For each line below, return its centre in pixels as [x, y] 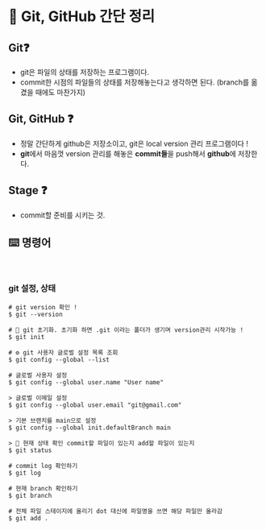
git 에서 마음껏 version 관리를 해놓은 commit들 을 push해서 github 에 [128, 153]
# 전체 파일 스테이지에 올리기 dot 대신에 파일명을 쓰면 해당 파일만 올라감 [116, 511]
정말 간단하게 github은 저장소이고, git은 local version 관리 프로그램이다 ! [134, 143]
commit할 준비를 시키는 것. [62, 215]
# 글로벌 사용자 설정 [38, 375]
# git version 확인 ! [43, 307]
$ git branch [30, 495]
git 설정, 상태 [32, 288]
